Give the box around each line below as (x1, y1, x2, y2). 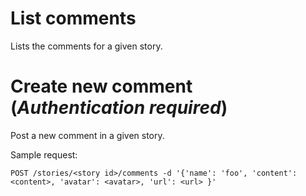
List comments (10, 7, 137, 30)
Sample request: (10, 148, 78, 161)
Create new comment (10, 75, 193, 98)
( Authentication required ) (10, 97, 228, 119)
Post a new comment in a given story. (10, 129, 165, 141)
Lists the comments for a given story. (10, 40, 163, 52)
